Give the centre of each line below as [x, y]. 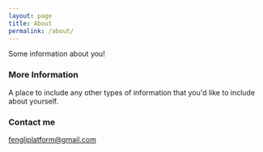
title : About [30, 23]
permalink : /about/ [41, 31]
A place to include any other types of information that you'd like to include [132, 92]
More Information [43, 75]
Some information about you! [57, 54]
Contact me [32, 122]
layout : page [30, 16]
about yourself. [34, 101]
